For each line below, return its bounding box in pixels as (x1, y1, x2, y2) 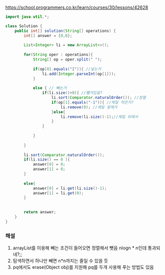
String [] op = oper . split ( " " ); (32, 57, 102, 62)
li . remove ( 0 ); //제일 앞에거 (60, 105, 118, 110)
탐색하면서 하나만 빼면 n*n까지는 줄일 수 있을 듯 (12, 258, 108, 264)
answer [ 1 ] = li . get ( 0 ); (32, 190, 84, 195)
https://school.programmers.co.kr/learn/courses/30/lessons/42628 (5, 5, 149, 10)
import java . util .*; (5, 14, 50, 19)
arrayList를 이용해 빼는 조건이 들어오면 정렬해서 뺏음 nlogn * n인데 (12, 245, 147, 251)
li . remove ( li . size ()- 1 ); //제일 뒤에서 (60, 114, 138, 120)
